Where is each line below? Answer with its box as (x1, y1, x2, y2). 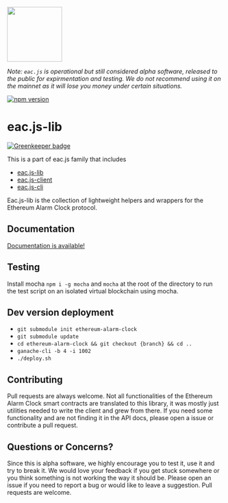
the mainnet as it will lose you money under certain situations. (7, 82, 183, 90)
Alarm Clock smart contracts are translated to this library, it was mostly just (7, 400, 219, 408)
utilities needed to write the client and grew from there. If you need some (7, 406, 213, 415)
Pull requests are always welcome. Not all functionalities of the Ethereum (7, 392, 213, 400)
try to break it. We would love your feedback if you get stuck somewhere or (7, 467, 220, 474)
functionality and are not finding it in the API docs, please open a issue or (7, 414, 214, 422)
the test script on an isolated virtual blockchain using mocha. (7, 286, 179, 295)
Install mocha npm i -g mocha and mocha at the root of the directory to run (7, 280, 213, 288)
